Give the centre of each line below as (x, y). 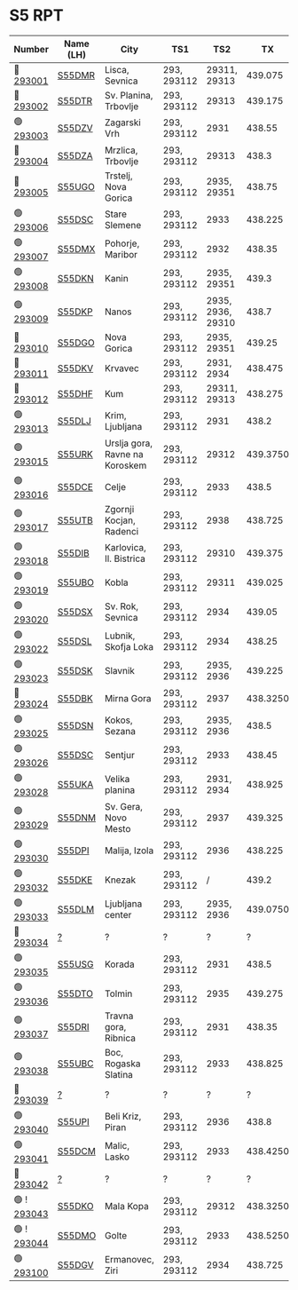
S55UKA (75, 785)
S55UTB (75, 520)
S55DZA (75, 155)
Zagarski (123, 123)
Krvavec (122, 368)
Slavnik (120, 671)
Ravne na (124, 454)
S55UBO (76, 582)
